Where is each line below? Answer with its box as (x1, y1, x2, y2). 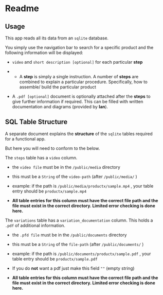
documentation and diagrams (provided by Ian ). (12, 104, 108, 109)
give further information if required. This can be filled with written (12, 99, 144, 104)
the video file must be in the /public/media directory (12, 164, 121, 170)
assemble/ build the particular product (19, 84, 96, 90)
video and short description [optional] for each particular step (12, 59, 143, 65)
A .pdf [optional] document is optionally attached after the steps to (12, 93, 151, 99)
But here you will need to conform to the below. (5, 145, 100, 151)
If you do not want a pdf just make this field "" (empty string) (12, 265, 135, 271)
